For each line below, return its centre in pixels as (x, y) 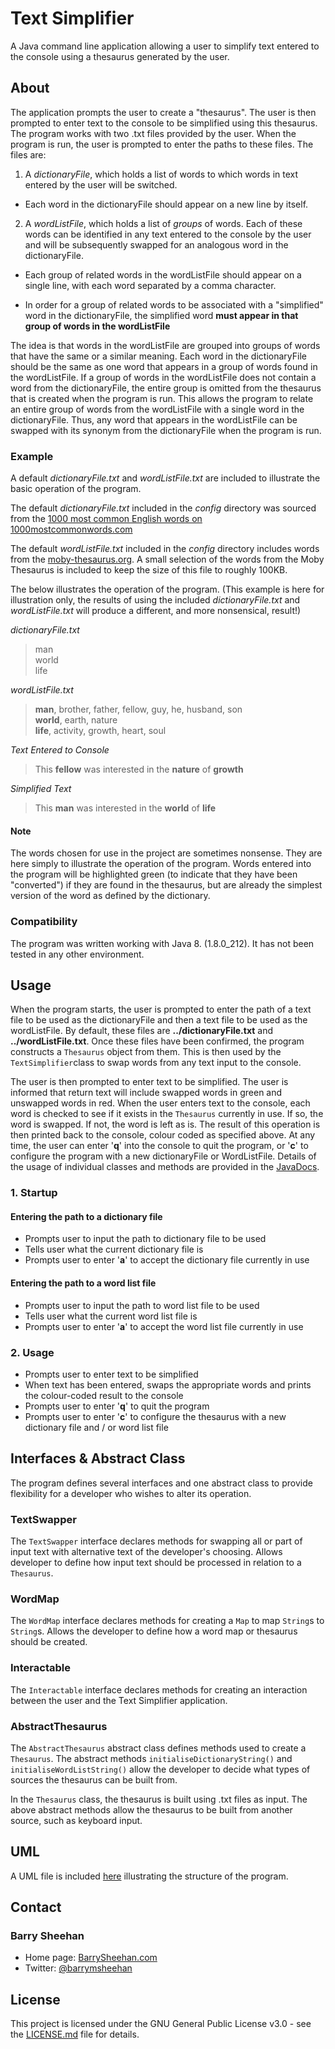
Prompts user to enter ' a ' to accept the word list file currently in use (164, 1326)
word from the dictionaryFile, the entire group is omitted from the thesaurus (166, 388)
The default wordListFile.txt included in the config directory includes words (165, 549)
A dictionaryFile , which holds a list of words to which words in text (161, 174)
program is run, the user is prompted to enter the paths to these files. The (162, 144)
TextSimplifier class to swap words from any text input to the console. (156, 1063)
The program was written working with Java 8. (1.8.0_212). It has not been (162, 943)
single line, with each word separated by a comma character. (150, 285)
